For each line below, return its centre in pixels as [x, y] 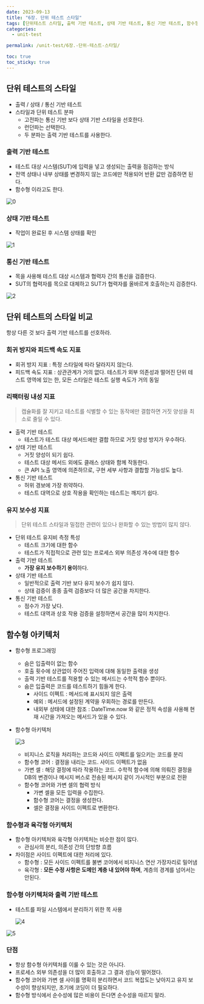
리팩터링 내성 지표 [31, 397]
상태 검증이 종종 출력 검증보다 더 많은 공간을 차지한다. [87, 591]
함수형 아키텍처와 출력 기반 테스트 [52, 895]
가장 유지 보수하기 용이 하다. [56, 568]
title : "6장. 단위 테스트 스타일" [44, 18]
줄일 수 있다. [47, 419]
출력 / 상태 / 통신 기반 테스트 [49, 104]
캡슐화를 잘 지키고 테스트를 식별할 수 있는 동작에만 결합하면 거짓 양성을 [104, 411]
